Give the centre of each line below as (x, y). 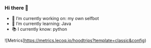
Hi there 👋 (17, 8)
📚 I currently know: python (39, 29)
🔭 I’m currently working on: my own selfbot (55, 19)
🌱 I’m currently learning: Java (42, 24)
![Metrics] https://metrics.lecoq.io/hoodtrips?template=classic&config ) (75, 41)
